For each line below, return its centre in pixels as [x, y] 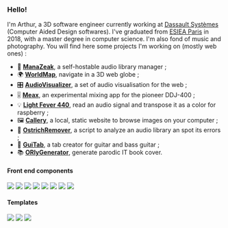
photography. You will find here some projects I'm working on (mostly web [112, 47]
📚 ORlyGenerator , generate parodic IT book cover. [90, 153]
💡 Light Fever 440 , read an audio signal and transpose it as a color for [116, 105]
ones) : [17, 53]
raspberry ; [33, 113]
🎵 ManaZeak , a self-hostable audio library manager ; [92, 67]
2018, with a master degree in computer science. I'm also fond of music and [114, 39]
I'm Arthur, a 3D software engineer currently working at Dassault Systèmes [113, 25]
